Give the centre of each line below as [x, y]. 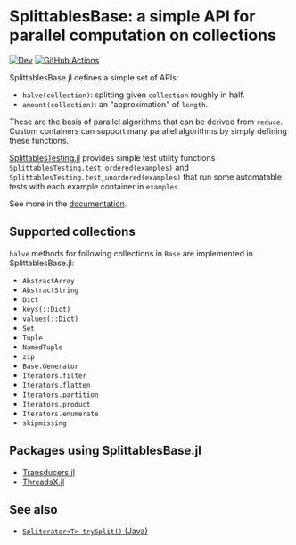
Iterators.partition [60, 395]
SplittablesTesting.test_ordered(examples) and [99, 167]
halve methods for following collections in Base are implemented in [132, 253]
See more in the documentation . [68, 204]
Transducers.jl [49, 472]
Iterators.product [56, 404]
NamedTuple [42, 347]
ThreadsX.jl [43, 482]
